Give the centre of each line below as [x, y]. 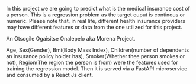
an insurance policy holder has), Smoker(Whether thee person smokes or [96, 56]
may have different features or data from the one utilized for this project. [94, 27]
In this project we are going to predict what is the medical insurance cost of [98, 9]
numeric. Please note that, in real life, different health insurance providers [96, 21]
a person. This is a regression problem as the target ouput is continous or [96, 15]
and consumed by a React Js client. [50, 75]
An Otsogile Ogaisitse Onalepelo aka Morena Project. [71, 38]
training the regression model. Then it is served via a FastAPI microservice [97, 69]
